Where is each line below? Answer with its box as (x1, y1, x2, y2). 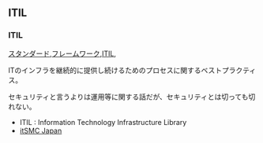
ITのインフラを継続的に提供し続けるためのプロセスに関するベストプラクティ (8, 65, 257, 75)
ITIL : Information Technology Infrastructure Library (19, 117, 187, 126)
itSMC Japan (19, 126, 62, 135)
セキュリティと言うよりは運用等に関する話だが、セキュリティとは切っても (8, 92, 249, 101)
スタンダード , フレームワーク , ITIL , (8, 49, 117, 58)
